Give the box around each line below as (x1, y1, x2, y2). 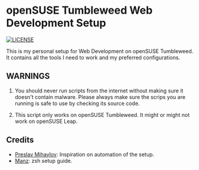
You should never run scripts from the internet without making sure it (14, 87, 184, 94)
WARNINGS (6, 71, 50, 81)
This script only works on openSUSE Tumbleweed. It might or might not (14, 111, 190, 118)
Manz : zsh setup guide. (14, 157, 72, 164)
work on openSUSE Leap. (14, 118, 78, 125)
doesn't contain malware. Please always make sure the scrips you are (14, 93, 186, 100)
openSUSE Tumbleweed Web (6, 4, 153, 17)
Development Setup (6, 16, 106, 30)
